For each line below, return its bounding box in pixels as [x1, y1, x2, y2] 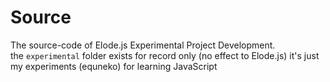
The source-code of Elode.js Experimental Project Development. [10, 39, 276, 51]
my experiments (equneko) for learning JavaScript [10, 60, 218, 72]
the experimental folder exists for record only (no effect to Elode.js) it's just [10, 49, 320, 61]
